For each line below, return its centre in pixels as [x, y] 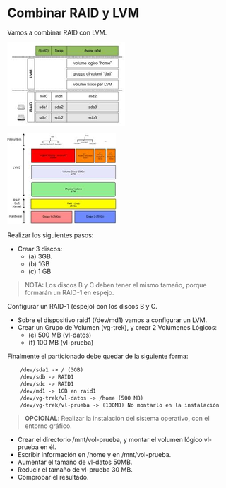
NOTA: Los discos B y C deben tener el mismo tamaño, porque [115, 285]
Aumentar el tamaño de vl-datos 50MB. [75, 462]
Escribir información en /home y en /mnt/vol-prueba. [94, 454]
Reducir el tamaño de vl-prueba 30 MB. [75, 469]
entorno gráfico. [48, 426]
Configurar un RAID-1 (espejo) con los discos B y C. [82, 306]
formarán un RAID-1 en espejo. [69, 292]
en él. [48, 447]
